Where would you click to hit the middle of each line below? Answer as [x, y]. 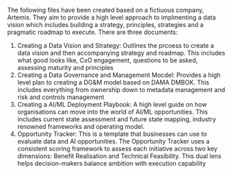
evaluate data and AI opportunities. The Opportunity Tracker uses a [113, 141]
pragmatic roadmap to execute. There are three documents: [92, 32]
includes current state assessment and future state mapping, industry [117, 119]
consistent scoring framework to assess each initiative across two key [117, 149]
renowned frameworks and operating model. [81, 127]
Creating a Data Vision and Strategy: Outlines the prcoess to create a [116, 45]
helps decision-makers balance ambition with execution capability [111, 163]
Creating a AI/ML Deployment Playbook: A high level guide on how [112, 104]
